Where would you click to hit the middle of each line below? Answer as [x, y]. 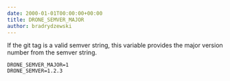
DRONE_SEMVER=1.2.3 [35, 71]
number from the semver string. [52, 52]
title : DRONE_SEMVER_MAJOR [46, 20]
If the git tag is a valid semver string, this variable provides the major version [115, 46]
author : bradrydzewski [39, 26]
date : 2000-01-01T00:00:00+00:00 [55, 13]
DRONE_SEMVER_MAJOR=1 [38, 65]
